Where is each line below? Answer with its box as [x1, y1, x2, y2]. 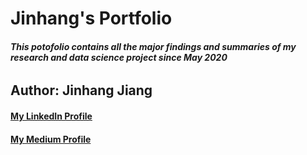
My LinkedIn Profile [10, 110, 93, 122]
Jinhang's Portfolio [10, 7, 173, 30]
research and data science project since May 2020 [10, 51, 228, 63]
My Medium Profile [10, 133, 92, 145]
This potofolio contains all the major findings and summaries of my [10, 40, 297, 52]
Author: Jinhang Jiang [10, 82, 153, 99]
